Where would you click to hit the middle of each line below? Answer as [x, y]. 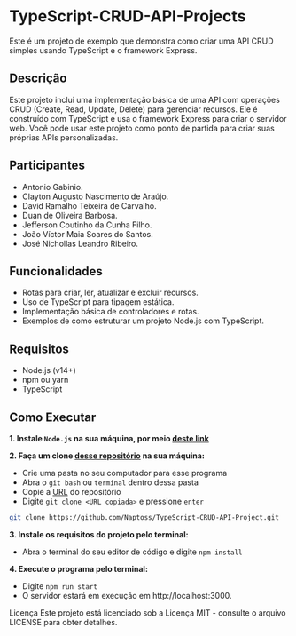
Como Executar [53, 417]
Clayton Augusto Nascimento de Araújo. [95, 196]
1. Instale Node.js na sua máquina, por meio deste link [109, 438]
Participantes [47, 166]
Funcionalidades [56, 271]
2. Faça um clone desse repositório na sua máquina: [107, 456]
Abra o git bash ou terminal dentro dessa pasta [110, 482]
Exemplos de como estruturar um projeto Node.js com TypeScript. [143, 321]
